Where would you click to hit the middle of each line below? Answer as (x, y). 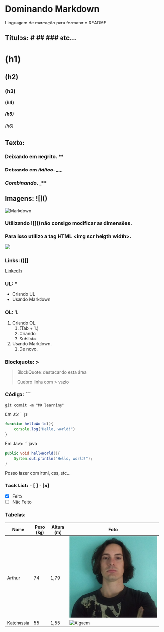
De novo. (29, 349)
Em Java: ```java (21, 443)
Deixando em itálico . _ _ (33, 170)
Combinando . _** (26, 183)
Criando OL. (24, 323)
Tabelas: (15, 514)
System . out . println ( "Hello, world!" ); (53, 458)
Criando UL (24, 294)
